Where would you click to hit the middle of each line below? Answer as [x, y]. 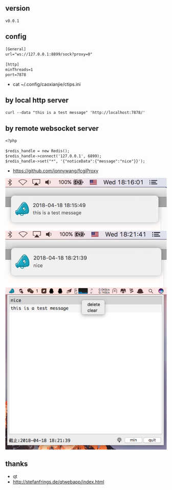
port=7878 [16, 75]
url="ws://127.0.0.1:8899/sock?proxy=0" [49, 54]
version [18, 8]
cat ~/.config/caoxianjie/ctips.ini [47, 84]
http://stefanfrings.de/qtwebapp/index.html [58, 482]
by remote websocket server [52, 128]
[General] [16, 49]
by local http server [37, 100]
